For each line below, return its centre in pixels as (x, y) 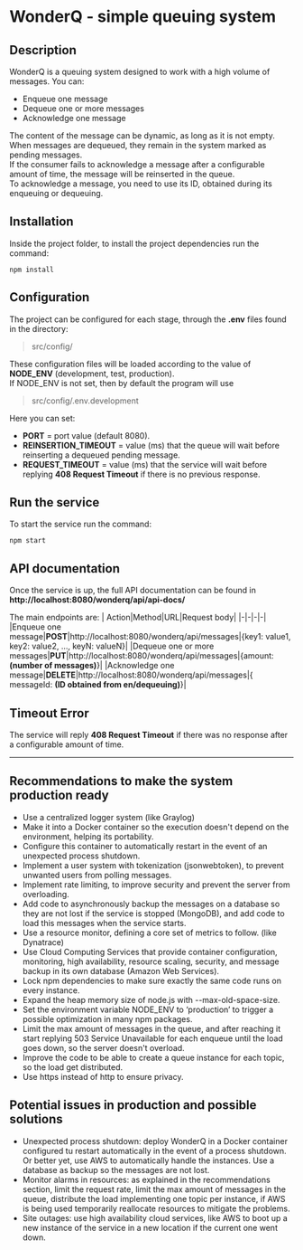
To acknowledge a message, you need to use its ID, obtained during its (141, 184)
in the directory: (39, 328)
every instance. (51, 990)
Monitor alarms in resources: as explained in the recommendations (146, 1179)
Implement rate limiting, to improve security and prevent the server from (156, 885)
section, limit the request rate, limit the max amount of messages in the (154, 1189)
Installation (41, 222)
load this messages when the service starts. (104, 923)
